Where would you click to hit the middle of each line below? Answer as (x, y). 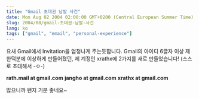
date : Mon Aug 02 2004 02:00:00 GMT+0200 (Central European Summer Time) (100, 17)
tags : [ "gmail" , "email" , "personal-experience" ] (69, 34)
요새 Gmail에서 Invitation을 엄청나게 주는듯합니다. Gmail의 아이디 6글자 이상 (95, 52)
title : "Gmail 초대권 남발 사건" (43, 12)
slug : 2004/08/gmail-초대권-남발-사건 (50, 23)
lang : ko (17, 28)
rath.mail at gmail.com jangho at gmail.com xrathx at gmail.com (87, 78)
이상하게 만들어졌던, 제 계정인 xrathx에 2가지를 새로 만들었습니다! (103, 59)
